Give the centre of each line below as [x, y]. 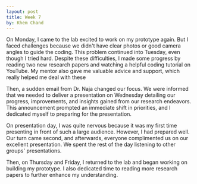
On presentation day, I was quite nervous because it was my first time [92, 126]
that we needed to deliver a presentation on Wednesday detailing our [91, 95]
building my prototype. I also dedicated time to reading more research [92, 169]
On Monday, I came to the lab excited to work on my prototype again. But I [97, 40]
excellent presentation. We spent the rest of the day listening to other [91, 145]
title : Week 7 [24, 17]
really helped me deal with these [46, 77]
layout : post [22, 12]
